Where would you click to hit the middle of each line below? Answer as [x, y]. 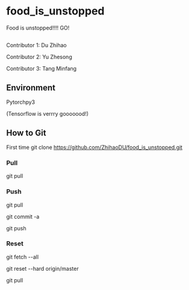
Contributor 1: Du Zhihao [37, 45]
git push [17, 228]
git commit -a [23, 216]
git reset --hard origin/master [43, 268]
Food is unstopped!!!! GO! [38, 28]
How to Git [26, 133]
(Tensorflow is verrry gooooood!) [48, 114]
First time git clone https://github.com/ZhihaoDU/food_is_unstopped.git [94, 147]
